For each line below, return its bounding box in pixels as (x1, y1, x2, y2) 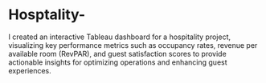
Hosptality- (8, 6, 86, 24)
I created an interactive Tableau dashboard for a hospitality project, (8, 32, 231, 41)
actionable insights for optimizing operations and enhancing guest (8, 57, 227, 67)
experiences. (8, 65, 52, 75)
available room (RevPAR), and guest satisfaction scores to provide (8, 49, 227, 58)
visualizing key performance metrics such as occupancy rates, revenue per (8, 40, 258, 49)
